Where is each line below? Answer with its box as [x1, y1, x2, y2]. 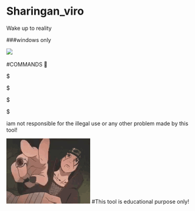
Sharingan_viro [6, 4, 84, 18]
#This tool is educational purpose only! [91, 198, 190, 205]
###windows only [6, 36, 52, 43]
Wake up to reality [6, 24, 52, 32]
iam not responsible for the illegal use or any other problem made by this [6, 120, 189, 127]
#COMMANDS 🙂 [6, 60, 48, 68]
